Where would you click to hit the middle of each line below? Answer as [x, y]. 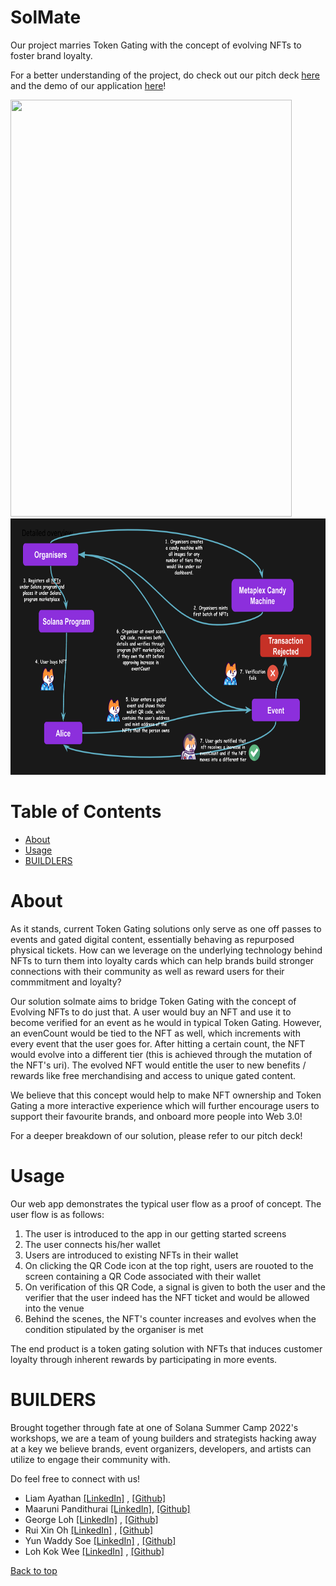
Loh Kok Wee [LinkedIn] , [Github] [94, 1551]
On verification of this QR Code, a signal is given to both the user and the [175, 1287]
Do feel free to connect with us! [75, 1478]
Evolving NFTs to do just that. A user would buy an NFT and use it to [151, 1012]
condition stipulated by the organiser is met [114, 1329]
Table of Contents [86, 812]
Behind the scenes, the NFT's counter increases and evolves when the [170, 1318]
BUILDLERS [48, 860]
